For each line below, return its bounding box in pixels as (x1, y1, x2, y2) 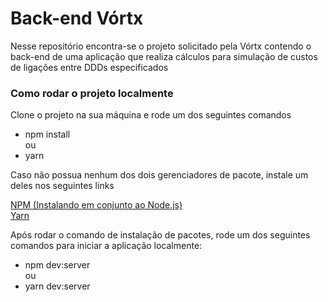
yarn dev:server (24, 280, 91, 292)
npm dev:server (24, 259, 91, 271)
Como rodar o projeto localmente (10, 86, 174, 100)
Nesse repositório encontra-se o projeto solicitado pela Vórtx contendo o (10, 40, 312, 52)
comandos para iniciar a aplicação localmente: (10, 240, 203, 252)
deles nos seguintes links (10, 180, 115, 192)
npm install (24, 128, 71, 141)
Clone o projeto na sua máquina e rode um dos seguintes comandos (10, 109, 292, 121)
